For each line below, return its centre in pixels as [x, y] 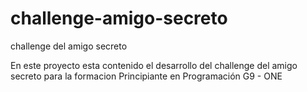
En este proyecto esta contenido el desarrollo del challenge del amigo [154, 65]
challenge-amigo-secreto [119, 18]
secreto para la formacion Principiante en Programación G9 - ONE [146, 76]
